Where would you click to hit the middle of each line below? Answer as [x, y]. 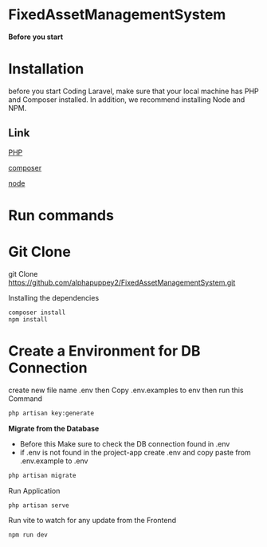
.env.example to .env [54, 461]
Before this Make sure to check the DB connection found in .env [125, 443]
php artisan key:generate [51, 413]
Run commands [61, 215]
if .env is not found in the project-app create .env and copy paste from [135, 452]
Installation [46, 69]
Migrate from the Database [54, 428]
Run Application [34, 490]
